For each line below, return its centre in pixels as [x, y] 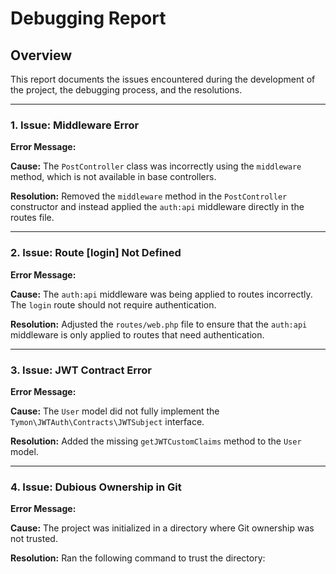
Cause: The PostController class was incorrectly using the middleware [156, 166]
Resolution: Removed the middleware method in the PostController [149, 196]
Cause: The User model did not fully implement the [115, 411]
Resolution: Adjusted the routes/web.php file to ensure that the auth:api [159, 324]
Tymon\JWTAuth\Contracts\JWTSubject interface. [107, 421]
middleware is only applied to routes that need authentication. [137, 334]
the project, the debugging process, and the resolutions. [126, 90]
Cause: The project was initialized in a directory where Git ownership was [162, 528]
